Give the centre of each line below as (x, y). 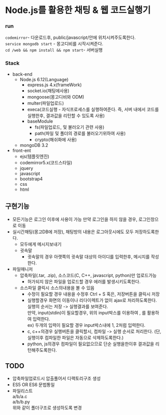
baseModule (40, 121)
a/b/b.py (21, 402)
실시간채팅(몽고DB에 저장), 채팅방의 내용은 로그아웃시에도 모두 (73, 232)
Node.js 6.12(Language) (44, 79)
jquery (26, 168)
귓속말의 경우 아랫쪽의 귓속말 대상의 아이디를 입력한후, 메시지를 (88, 257)
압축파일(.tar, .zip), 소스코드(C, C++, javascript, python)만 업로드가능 (88, 275)
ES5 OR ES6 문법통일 (33, 385)
